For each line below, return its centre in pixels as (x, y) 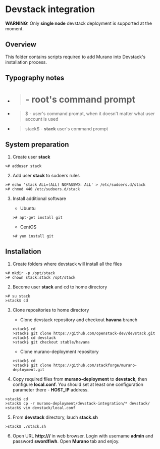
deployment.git (29, 370)
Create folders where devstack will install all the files (67, 264)
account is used (42, 119)
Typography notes (35, 78)
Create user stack (31, 157)
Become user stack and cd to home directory (60, 287)
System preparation (37, 145)
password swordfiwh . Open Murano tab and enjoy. (66, 441)
